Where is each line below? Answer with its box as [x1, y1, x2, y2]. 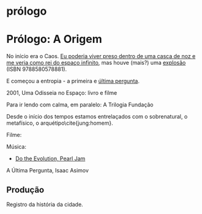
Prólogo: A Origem [6, 32, 102, 46]
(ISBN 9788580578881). [6, 65, 67, 73]
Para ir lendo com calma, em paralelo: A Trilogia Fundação [6, 101, 154, 108]
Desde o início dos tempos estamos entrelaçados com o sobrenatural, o [6, 113, 188, 120]
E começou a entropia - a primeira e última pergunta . [6, 78, 140, 85]
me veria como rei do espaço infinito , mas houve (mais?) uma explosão [6, 59, 186, 67]
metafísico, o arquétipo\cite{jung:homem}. [6, 119, 113, 127]
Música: [6, 143, 26, 150]
